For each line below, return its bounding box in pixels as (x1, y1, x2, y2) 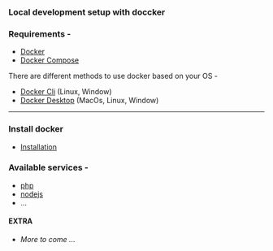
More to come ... (19, 235, 76, 245)
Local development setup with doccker (8, 6, 166, 18)
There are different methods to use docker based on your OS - (8, 71, 218, 81)
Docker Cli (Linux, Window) (19, 87, 112, 97)
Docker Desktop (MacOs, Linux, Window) (19, 96, 159, 106)
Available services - (8, 162, 89, 173)
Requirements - (8, 28, 71, 39)
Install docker (8, 123, 63, 135)
